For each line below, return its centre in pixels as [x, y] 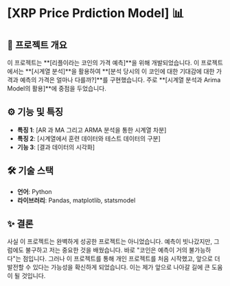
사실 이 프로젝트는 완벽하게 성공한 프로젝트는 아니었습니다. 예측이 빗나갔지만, [110, 241]
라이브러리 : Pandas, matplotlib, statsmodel [76, 200]
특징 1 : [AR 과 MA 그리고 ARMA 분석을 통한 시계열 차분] [92, 130]
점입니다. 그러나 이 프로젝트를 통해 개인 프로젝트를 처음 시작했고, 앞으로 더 [122, 259]
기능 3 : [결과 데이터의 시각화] [56, 147]
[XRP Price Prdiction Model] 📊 [96, 13]
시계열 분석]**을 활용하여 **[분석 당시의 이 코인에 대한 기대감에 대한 [124, 71]
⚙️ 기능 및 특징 [35, 112]
